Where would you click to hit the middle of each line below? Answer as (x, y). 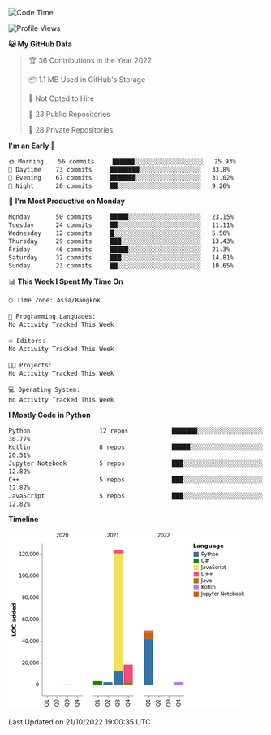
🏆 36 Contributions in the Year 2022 (90, 60)
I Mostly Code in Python (49, 415)
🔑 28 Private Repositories (71, 130)
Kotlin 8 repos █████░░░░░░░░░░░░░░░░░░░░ (136, 447)
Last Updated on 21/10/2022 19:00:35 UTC (80, 722)
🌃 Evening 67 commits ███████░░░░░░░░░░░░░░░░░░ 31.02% (121, 178)
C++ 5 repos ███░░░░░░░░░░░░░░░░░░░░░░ (136, 480)
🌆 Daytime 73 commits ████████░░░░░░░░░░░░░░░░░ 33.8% (119, 170)
